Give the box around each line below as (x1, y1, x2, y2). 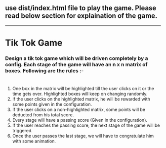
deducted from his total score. (12, 112, 74, 118)
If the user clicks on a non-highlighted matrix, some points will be (12, 106, 146, 113)
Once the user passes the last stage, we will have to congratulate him (12, 133, 154, 139)
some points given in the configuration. (12, 101, 92, 107)
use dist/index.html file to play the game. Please (5, 4, 157, 12)
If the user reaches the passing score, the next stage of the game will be (12, 122, 160, 128)
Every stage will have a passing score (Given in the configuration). (12, 117, 147, 123)
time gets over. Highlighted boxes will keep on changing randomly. (12, 91, 148, 97)
